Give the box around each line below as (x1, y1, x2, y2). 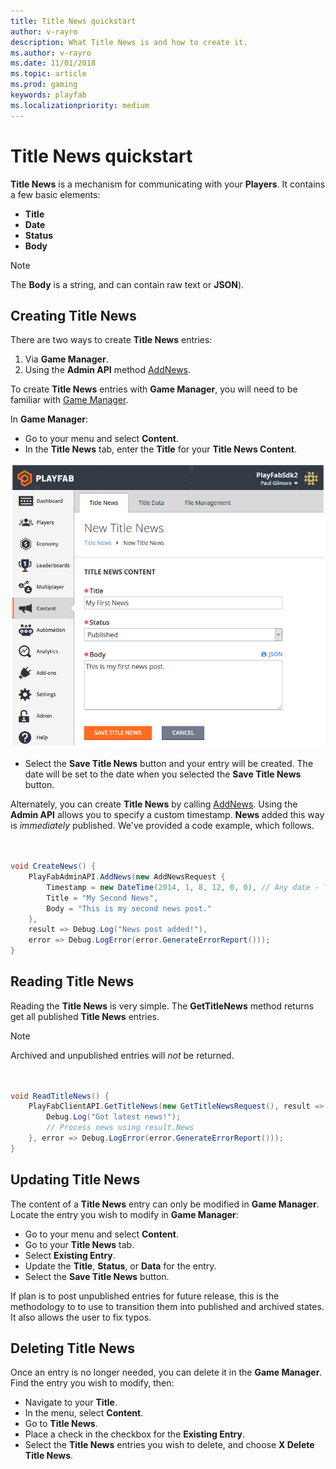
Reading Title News (10, 973, 135, 990)
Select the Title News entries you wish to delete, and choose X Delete (24, 1439, 315, 1451)
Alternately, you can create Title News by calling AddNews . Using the (10, 798, 298, 810)
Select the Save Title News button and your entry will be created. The (24, 758, 314, 770)
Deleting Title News (10, 1340, 136, 1357)
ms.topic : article (10, 69, 87, 79)
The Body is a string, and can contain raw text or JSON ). (10, 278, 245, 290)
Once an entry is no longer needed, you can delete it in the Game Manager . (10, 1366, 323, 1379)
